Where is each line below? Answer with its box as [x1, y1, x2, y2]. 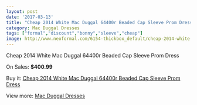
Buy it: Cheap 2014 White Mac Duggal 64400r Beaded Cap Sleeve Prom [6, 74, 181, 82]
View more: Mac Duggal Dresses [6, 92, 86, 99]
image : [6, 36, 22, 42]
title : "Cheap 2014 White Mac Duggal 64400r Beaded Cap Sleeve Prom [6, 19, 177, 25]
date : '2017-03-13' [6, 14, 54, 20]
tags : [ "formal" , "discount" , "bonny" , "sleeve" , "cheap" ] [6, 31, 143, 36]
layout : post [6, 8, 38, 15]
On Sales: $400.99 [6, 63, 53, 70]
